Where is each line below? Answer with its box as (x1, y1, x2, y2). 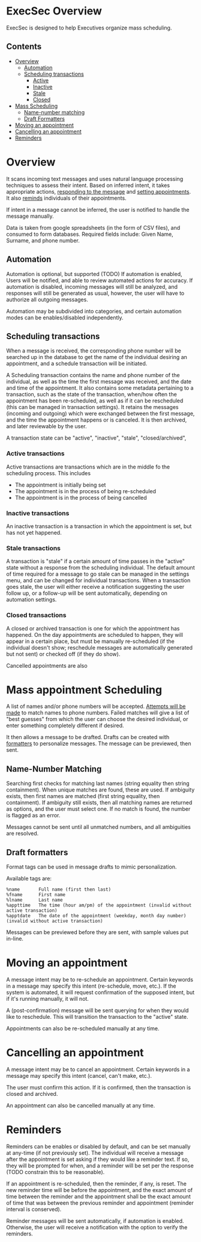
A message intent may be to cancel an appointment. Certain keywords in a (6, 1066, 190, 1073)
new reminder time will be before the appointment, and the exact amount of (6, 1186, 193, 1193)
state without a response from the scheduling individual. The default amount (6, 564, 195, 571)
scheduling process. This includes (6, 469, 91, 476)
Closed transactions (6, 611, 67, 619)
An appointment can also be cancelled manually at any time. (6, 1102, 155, 1109)
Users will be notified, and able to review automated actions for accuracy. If (6, 277, 193, 284)
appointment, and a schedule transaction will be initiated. (6, 360, 148, 367)
